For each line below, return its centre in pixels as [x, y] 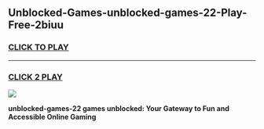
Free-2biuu [36, 25]
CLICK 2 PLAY [35, 77]
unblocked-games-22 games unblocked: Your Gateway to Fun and [119, 108]
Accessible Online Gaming [52, 116]
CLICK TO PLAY [38, 48]
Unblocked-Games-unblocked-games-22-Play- [128, 13]
